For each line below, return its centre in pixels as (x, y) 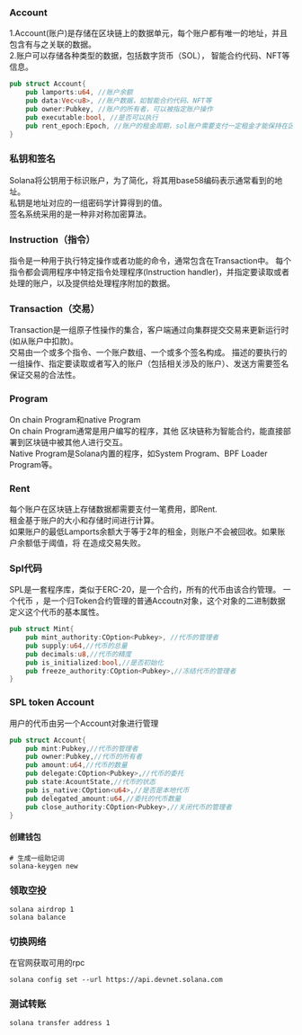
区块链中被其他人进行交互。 (76, 442)
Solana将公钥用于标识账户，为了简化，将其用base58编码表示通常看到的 (142, 180)
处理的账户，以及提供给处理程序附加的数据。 (92, 283)
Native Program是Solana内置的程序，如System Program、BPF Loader (138, 453)
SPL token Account (52, 702)
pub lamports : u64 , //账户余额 (79, 93)
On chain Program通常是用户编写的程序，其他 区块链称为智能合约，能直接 (146, 431)
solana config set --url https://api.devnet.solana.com (116, 980)
